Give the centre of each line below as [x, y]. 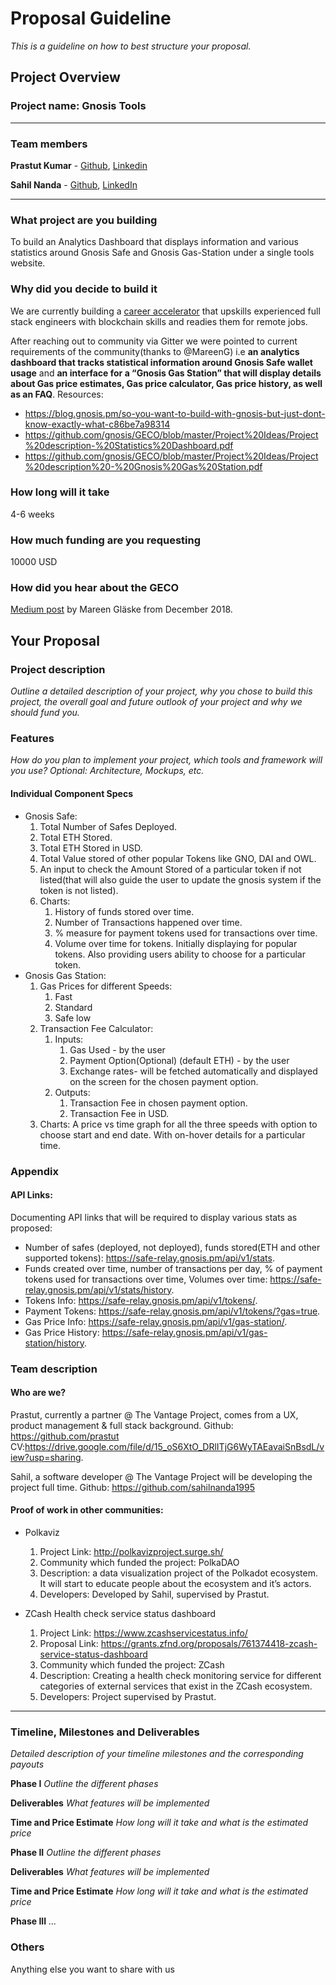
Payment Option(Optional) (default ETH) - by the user [179, 1060]
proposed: [31, 1228]
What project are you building [84, 220]
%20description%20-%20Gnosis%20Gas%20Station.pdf [143, 466]
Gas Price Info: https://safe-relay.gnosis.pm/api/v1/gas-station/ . [156, 1321]
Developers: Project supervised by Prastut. [128, 1697]
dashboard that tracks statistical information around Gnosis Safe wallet [161, 362]
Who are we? [38, 1393]
